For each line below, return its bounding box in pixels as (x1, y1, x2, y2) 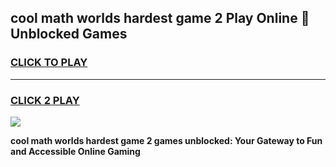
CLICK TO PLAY (10, 56, 88, 70)
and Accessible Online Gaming (10, 145, 141, 157)
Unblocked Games (10, 26, 128, 43)
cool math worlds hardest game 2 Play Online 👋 (10, 10, 310, 27)
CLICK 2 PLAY (10, 93, 80, 107)
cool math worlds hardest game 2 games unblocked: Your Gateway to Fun (10, 134, 323, 146)
